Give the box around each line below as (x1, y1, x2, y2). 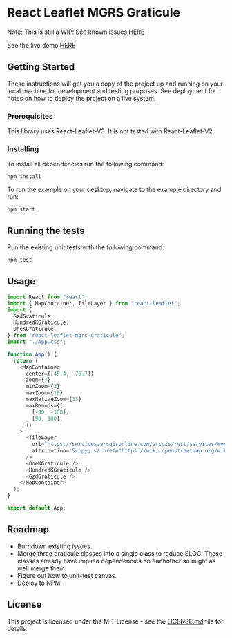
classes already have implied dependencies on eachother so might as (17, 557, 216, 565)
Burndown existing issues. (17, 542, 93, 550)
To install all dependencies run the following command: (7, 160, 164, 168)
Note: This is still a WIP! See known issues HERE (7, 28, 145, 36)
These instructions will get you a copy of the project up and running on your (7, 79, 223, 88)
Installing (7, 144, 39, 153)
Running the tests (7, 224, 85, 236)
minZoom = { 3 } (25, 383, 60, 390)
